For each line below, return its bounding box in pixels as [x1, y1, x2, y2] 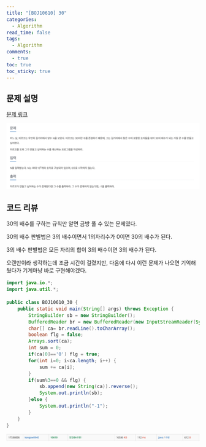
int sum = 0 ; [28, 344, 62, 351]
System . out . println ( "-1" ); [39, 403, 109, 410]
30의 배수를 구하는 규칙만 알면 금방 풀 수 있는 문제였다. [6, 220, 137, 227]
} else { [28, 397, 48, 403]
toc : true [6, 61, 32, 68]
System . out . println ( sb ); [39, 390, 103, 396]
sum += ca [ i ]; [39, 364, 75, 370]
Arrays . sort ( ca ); [28, 338, 72, 344]
